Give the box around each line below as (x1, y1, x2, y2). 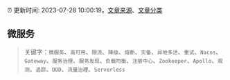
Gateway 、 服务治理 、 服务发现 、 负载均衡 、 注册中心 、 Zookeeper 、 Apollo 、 (24, 56, 218, 64)
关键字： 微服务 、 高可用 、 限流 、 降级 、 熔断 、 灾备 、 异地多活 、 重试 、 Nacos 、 (24, 48, 222, 56)
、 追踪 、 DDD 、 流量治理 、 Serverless (29, 65, 126, 73)
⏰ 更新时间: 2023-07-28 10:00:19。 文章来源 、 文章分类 (7, 6, 163, 14)
